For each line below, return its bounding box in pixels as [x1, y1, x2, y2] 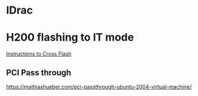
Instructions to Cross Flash [6, 50, 72, 57]
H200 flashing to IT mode [6, 31, 135, 44]
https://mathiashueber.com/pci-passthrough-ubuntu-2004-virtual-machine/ [6, 83, 192, 90]
